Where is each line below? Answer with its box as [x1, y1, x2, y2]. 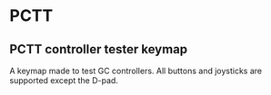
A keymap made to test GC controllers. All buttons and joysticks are [9, 65, 263, 76]
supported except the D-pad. [9, 75, 118, 86]
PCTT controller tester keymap [9, 42, 188, 57]
